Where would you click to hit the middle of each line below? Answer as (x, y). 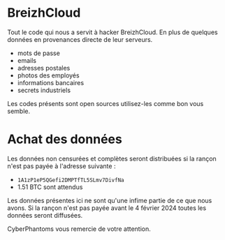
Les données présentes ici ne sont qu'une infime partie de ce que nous (110, 200)
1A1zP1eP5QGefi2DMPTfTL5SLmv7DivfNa (71, 180)
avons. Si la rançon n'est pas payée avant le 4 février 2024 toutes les (107, 208)
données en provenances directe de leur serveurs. (80, 39)
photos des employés (48, 75)
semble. (19, 111)
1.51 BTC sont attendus (50, 187)
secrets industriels (44, 90)
